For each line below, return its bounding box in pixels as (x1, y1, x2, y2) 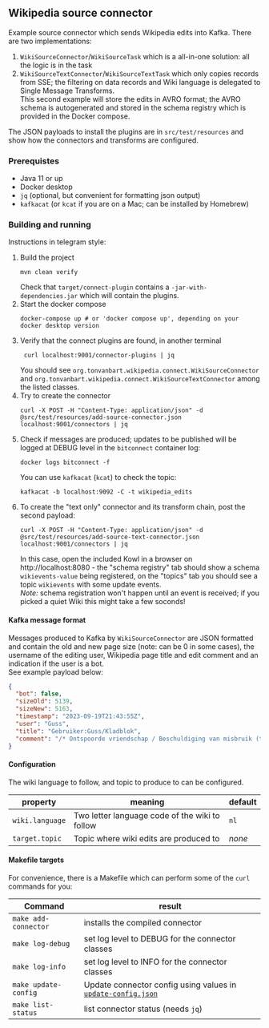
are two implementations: (8, 36, 92, 46)
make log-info (12, 961, 66, 971)
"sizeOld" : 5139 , (15, 697, 74, 706)
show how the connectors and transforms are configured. (8, 135, 199, 145)
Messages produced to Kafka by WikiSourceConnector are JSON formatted (8, 633, 254, 643)
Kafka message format (8, 615, 86, 624)
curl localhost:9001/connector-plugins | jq (23, 352, 175, 360)
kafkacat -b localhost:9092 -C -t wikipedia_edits (19, 488, 193, 496)
